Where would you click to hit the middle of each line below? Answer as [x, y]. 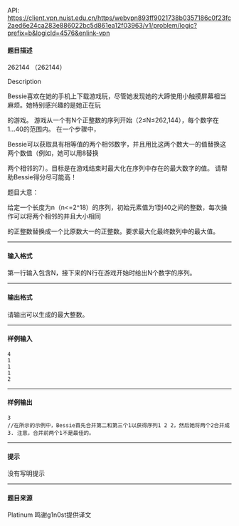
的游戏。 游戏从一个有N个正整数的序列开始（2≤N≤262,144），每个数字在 [113, 120]
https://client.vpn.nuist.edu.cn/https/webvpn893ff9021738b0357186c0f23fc [119, 18]
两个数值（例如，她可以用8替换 [53, 153]
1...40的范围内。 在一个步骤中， [54, 129]
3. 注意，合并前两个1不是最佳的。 [51, 433]
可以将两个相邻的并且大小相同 [57, 216]
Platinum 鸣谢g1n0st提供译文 [49, 515]
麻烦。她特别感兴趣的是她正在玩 [54, 105]
